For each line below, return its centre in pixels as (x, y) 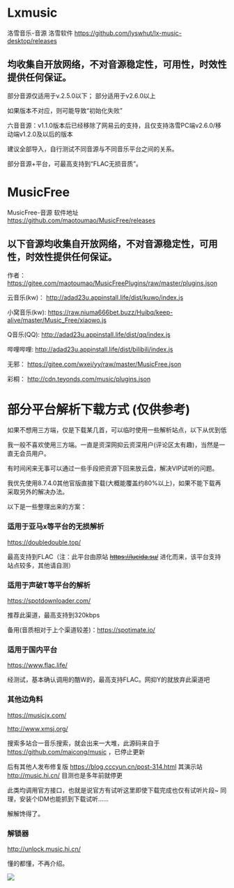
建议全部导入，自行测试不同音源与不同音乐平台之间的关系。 (93, 148)
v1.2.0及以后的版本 (46, 134)
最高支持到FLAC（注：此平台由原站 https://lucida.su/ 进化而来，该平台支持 (114, 556)
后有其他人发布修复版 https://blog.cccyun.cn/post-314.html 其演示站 (105, 766)
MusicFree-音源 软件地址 (43, 212)
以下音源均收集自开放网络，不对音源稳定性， (103, 244)
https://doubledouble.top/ (44, 542)
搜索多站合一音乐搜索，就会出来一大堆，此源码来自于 (84, 743)
